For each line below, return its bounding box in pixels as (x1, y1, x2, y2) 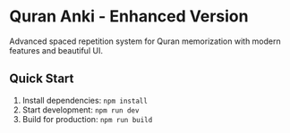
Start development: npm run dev (21, 104, 140, 115)
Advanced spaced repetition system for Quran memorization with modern (9, 36, 282, 46)
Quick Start (9, 71, 74, 87)
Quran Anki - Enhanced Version (9, 6, 249, 27)
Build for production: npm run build (21, 113, 153, 124)
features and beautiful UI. (9, 45, 103, 55)
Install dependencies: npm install (21, 95, 148, 105)
